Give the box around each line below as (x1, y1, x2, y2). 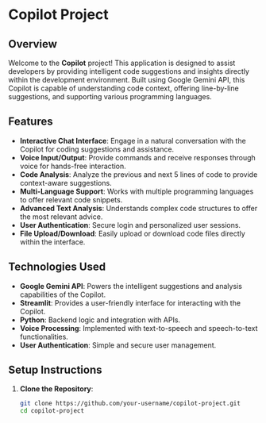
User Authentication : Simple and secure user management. (19, 340, 217, 350)
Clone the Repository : (19, 384, 94, 394)
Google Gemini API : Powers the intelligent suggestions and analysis (19, 281, 242, 290)
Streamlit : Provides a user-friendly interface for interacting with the (19, 298, 241, 307)
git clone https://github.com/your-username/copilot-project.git (19, 399, 241, 408)
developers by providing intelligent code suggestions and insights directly (8, 67, 250, 76)
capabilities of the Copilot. (19, 290, 106, 299)
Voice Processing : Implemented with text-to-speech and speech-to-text (19, 323, 258, 333)
